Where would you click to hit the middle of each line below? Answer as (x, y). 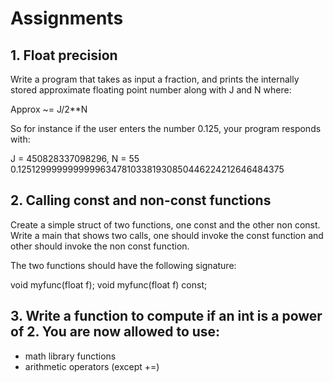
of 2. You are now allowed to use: (115, 332)
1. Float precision (64, 55)
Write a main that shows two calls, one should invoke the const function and (167, 235)
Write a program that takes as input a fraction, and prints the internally (155, 79)
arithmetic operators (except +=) (92, 366)
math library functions (70, 356)
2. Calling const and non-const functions (141, 200)
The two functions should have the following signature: (123, 265)
